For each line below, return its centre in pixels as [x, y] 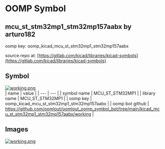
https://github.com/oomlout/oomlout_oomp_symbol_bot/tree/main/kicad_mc [82, 109]
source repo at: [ [22, 55]
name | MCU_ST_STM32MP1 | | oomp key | [49, 98]
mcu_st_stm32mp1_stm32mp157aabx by [68, 27]
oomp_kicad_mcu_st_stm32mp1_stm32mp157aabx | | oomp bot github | [77, 103]
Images [17, 130]
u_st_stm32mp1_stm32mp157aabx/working [48, 114]
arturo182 [20, 34]
